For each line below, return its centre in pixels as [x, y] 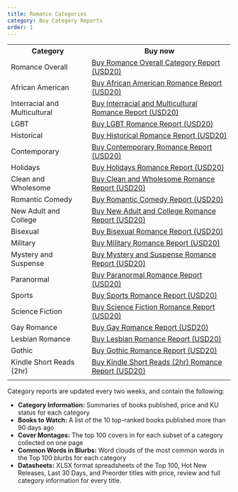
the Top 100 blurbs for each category [72, 458]
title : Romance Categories [47, 14]
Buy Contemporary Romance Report [152, 147]
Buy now [159, 51]
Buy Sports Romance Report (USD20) [154, 296]
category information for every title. [69, 481]
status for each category [53, 412]
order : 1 [20, 27]
